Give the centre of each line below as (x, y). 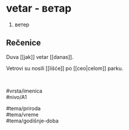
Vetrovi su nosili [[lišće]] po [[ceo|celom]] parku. (64, 68)
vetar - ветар (39, 8)
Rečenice (23, 43)
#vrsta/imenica (24, 91)
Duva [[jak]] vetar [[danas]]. (40, 57)
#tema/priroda (23, 108)
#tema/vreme (23, 114)
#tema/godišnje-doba (32, 121)
